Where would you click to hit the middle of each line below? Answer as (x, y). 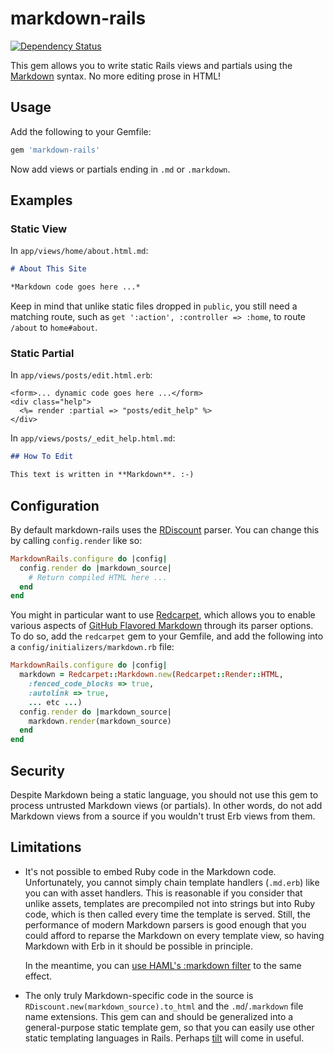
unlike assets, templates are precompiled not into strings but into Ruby (170, 903)
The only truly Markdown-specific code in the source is (139, 995)
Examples (41, 200)
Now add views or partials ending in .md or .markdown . (120, 169)
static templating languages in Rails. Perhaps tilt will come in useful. (164, 1038)
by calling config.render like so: (76, 540)
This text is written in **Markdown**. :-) (102, 475)
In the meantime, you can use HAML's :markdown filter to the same (163, 965)
